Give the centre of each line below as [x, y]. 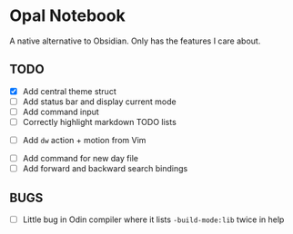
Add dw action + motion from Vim [84, 140]
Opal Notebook [67, 16]
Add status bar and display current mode [99, 102]
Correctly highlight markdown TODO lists [100, 122]
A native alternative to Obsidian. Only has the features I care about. [135, 41]
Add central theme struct [69, 91]
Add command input [61, 112]
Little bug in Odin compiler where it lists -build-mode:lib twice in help [153, 219]
